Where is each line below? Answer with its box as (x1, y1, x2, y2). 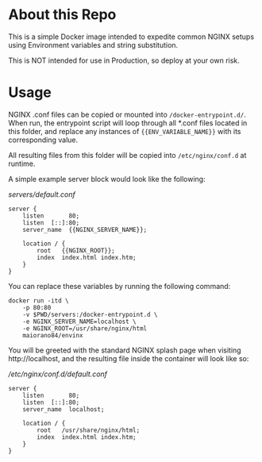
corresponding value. (8, 135, 78, 144)
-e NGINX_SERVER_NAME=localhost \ (22, 318, 137, 325)
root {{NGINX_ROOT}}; (37, 246, 115, 255)
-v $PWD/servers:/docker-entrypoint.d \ (22, 310, 158, 318)
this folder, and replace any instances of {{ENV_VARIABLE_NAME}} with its (8, 126, 241, 136)
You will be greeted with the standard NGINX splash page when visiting (8, 345, 241, 355)
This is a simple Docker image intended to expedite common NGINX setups (8, 32, 255, 41)
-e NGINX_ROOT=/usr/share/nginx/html (22, 324, 148, 333)
